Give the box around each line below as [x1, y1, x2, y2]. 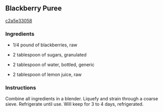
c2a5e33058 [5, 17, 32, 23]
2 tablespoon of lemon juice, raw [12, 71, 82, 78]
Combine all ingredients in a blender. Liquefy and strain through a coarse [5, 96, 158, 102]
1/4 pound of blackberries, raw [12, 42, 77, 48]
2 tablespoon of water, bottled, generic [12, 62, 95, 68]
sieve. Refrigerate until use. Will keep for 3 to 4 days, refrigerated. [5, 101, 144, 107]
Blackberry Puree [5, 4, 62, 13]
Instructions [5, 84, 37, 91]
